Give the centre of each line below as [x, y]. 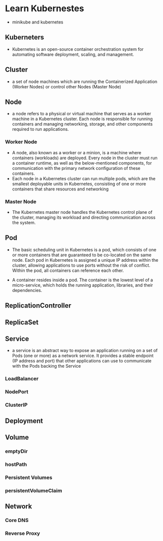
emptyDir [17, 451]
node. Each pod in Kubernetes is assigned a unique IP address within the [85, 260]
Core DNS [17, 520]
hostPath [16, 464]
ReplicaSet [22, 322]
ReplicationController [38, 306]
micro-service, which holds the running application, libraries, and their [82, 285]
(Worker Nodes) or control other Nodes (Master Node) [67, 86]
